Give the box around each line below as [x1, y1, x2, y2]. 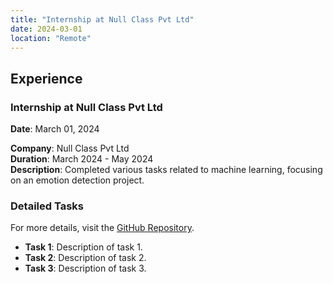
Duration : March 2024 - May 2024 [10, 153, 154, 165]
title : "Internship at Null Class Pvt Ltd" [10, 14, 195, 25]
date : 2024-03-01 [10, 24, 83, 34]
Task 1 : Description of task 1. [24, 241, 143, 253]
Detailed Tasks [10, 199, 84, 213]
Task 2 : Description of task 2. [24, 252, 147, 264]
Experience [10, 70, 83, 87]
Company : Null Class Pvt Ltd [10, 142, 130, 155]
